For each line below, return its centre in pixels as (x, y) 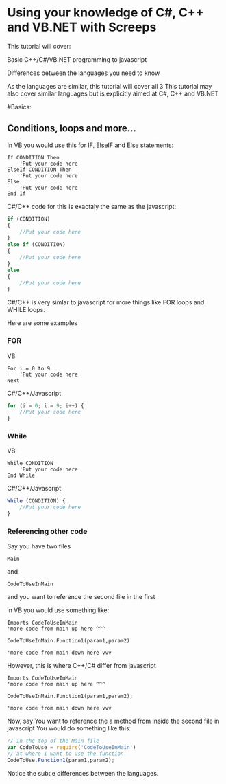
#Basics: (20, 107)
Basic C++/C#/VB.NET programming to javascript (77, 59)
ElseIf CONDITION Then (39, 170)
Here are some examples (42, 323)
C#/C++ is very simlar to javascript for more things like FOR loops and (106, 302)
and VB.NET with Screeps (82, 27)
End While (21, 475)
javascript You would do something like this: (69, 728)
